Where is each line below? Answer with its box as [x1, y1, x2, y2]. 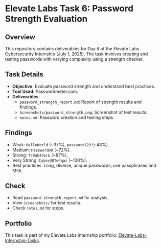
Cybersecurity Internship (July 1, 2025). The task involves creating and [5, 51, 148, 57]
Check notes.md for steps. [12, 205, 65, 211]
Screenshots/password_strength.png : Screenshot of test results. [19, 109, 148, 115]
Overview [5, 33, 36, 41]
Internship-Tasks [5, 238, 39, 244]
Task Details [5, 70, 44, 79]
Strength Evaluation [5, 13, 88, 24]
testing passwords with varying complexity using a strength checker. [5, 56, 144, 62]
